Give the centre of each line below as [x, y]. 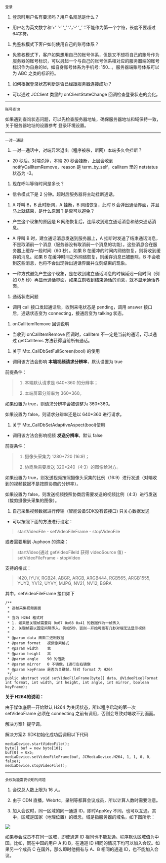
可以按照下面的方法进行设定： [42, 522]
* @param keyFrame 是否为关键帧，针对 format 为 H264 [60, 670]
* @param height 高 [29, 654]
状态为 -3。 [24, 173]
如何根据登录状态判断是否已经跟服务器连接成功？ [62, 84]
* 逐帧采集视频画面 [24, 608]
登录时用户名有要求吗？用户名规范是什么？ [56, 17]
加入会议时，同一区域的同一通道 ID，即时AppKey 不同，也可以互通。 [82, 811]
